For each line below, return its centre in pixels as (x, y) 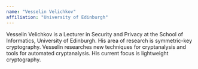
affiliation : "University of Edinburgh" (57, 17)
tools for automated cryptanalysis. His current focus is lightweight (87, 53)
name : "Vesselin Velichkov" (41, 12)
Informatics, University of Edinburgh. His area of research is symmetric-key (99, 40)
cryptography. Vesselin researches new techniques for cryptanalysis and (96, 47)
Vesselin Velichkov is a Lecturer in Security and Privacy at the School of (95, 34)
